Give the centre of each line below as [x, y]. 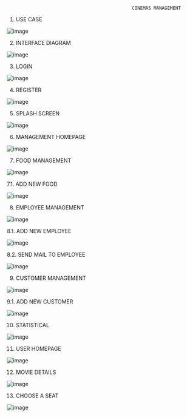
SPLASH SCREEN [38, 114]
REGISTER [29, 90]
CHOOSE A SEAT [37, 396]
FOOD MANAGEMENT [43, 161]
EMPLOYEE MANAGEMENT [50, 208]
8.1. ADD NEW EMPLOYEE [39, 231]
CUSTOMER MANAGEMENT [51, 278]
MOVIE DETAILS [36, 372]
